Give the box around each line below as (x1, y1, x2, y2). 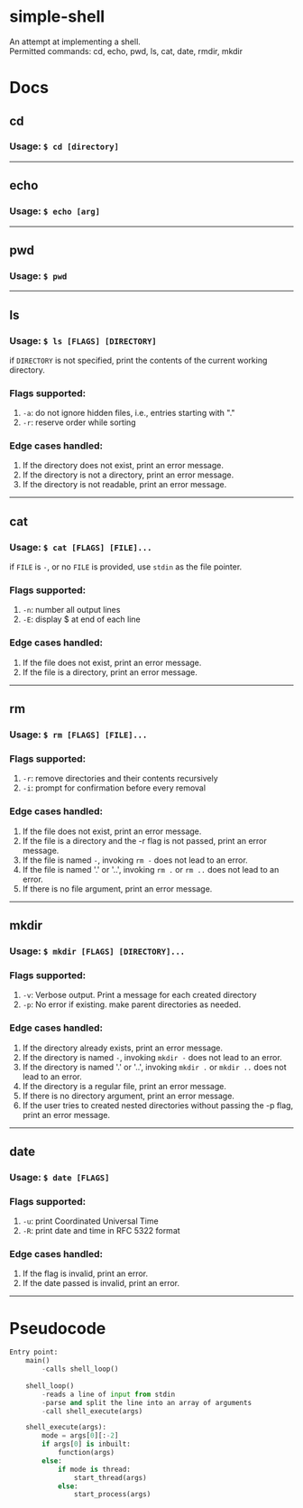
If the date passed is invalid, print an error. (22, 1278, 180, 1289)
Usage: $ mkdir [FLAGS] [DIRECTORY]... (9, 945, 186, 958)
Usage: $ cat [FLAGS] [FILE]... (9, 541, 152, 553)
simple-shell (9, 6, 106, 27)
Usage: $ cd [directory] (9, 140, 120, 153)
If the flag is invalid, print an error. (22, 1268, 149, 1279)
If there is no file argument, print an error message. (22, 883, 213, 894)
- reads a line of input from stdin (41, 1390, 176, 1399)
